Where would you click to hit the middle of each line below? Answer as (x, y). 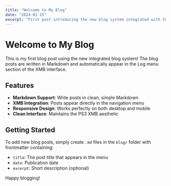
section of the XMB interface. (36, 70)
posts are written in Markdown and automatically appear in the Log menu (82, 64)
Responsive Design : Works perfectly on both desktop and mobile (81, 108)
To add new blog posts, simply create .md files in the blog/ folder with (78, 142)
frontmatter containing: (30, 147)
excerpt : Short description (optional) (51, 168)
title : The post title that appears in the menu (60, 157)
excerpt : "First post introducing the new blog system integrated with (83, 19)
